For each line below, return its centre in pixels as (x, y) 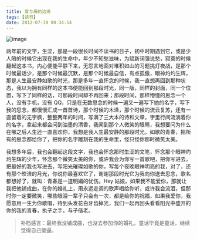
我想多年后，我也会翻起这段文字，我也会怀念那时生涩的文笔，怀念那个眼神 (96, 152)
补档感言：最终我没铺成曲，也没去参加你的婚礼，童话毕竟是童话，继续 (105, 223)
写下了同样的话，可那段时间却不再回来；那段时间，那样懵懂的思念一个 (101, 95)
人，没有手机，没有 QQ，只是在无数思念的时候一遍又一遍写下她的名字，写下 (98, 103)
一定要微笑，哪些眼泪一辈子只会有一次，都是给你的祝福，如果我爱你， (101, 196)
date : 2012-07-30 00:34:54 (39, 22)
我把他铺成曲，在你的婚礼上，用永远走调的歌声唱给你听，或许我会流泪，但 (96, 188)
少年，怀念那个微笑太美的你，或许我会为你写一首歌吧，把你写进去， (108, 159)
